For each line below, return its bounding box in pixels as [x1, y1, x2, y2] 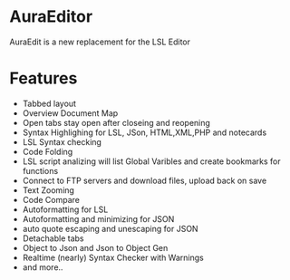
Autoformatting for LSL [22, 204, 109, 215]
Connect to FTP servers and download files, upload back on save [22, 175, 267, 186]
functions [22, 165, 59, 176]
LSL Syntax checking [22, 136, 102, 147]
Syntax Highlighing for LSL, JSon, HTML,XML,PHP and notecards [22, 127, 267, 138]
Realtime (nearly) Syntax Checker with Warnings [22, 252, 204, 263]
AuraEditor [9, 6, 93, 27]
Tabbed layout [22, 98, 77, 109]
